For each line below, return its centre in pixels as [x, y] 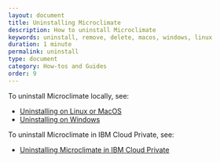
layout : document [37, 15]
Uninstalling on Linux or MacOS [70, 111]
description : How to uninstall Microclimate [82, 30]
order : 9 [22, 74]
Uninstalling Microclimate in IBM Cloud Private [94, 149]
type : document [33, 59]
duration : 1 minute [40, 45]
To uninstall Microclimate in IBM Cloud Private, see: [91, 135]
